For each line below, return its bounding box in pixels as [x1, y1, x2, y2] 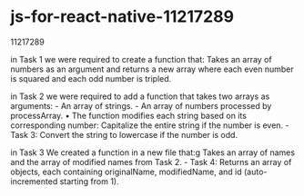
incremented [10, 175, 58, 187]
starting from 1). [59, 175, 119, 187]
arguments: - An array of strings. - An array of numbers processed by [10, 100, 272, 111]
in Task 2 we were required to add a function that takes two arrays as [10, 91, 270, 102]
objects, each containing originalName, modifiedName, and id [10, 166, 242, 177]
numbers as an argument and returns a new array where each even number [10, 64, 294, 74]
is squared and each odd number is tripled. [10, 73, 172, 83]
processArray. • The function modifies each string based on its [10, 110, 247, 121]
